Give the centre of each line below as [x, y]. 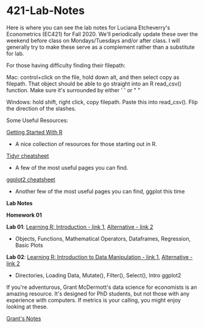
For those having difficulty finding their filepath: [66, 65]
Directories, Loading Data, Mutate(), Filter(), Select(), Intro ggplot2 [98, 275]
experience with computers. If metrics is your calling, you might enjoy [94, 300]
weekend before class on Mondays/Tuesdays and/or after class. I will [93, 40]
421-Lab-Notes [46, 11]
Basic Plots [29, 245]
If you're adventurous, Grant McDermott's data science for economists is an [102, 287]
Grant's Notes [24, 318]
